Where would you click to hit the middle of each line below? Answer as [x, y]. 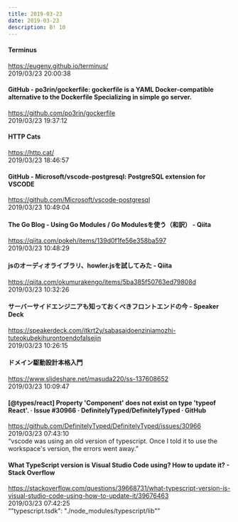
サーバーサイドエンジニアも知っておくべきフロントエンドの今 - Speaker [114, 307]
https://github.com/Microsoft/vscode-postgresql [79, 200]
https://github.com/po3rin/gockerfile [62, 113]
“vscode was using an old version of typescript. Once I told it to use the [113, 441]
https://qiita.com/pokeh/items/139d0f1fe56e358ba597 [87, 241]
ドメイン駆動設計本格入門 [45, 363]
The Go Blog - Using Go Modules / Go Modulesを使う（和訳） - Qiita [110, 224]
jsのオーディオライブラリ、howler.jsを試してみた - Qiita [90, 265]
